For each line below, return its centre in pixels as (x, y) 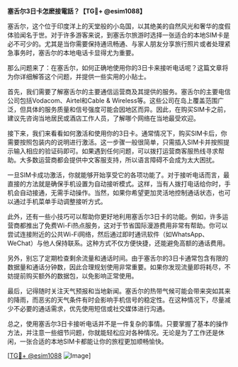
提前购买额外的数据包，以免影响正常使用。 (75, 276)
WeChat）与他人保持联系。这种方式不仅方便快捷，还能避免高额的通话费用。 (118, 243)
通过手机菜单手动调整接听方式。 (60, 202)
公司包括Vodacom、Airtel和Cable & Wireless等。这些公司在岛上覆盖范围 (113, 101)
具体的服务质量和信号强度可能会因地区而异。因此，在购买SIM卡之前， (128, 109)
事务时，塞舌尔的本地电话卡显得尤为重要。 (75, 53)
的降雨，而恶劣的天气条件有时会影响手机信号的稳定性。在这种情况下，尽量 (116, 300)
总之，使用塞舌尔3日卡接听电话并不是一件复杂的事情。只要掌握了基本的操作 (118, 324)
